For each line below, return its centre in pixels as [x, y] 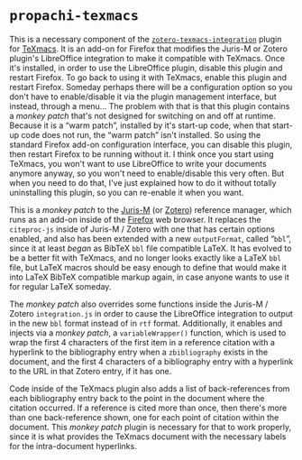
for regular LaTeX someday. [60, 286]
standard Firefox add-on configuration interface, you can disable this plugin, [151, 144]
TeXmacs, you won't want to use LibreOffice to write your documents [138, 163]
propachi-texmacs [74, 16]
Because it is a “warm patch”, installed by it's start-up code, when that [140, 125]
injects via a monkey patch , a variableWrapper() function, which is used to [148, 333]
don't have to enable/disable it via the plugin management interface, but [143, 97]
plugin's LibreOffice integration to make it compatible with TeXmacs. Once [147, 58]
